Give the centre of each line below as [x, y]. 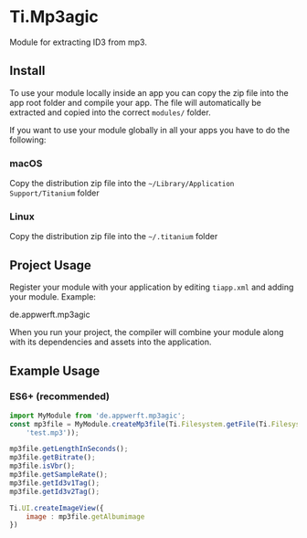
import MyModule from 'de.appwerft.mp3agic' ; [97, 416]
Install [27, 71]
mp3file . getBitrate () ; [53, 458]
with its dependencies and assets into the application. [111, 342]
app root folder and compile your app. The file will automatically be [136, 102]
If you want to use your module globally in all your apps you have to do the [150, 130]
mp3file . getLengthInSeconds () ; [69, 449]
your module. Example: [53, 297]
